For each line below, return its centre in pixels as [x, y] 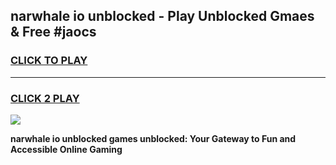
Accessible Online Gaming [66, 149]
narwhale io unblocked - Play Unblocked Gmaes [162, 16]
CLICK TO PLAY [49, 61]
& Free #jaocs [53, 32]
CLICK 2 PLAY [45, 98]
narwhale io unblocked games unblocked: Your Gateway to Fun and [153, 138]
